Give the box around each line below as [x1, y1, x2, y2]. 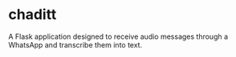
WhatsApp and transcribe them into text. [8, 40, 143, 49]
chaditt [8, 6, 57, 24]
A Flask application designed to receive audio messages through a [8, 32, 229, 41]
